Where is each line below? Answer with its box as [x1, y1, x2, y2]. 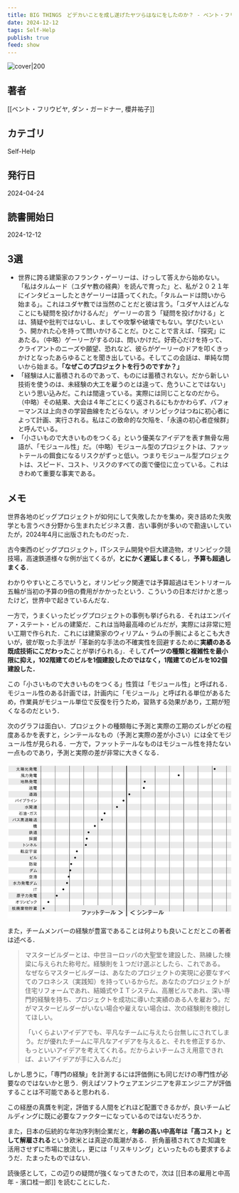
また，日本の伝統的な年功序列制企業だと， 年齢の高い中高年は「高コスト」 [7, 1127, 225, 1135]
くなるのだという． [7, 706, 63, 715]
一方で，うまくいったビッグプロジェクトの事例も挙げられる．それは [7, 611, 207, 619]
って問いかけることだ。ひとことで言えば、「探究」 [73, 326, 220, 335]
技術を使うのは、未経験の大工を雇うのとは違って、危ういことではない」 [17, 380, 229, 388]
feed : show [7, 41, 40, 49]
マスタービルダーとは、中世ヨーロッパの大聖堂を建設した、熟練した [24, 950, 225, 959]
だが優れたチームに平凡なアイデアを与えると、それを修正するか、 [36, 1037, 230, 1045]
